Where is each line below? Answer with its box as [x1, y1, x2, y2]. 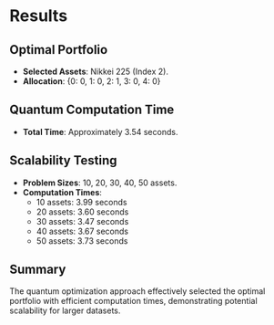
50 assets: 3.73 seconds [36, 235, 128, 246]
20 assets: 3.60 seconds [36, 206, 129, 217]
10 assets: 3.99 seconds [36, 196, 127, 207]
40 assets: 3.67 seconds [36, 225, 129, 236]
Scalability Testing [9, 152, 117, 169]
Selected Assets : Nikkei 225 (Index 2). [22, 66, 168, 77]
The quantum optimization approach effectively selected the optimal [9, 286, 266, 297]
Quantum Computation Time [9, 102, 175, 118]
